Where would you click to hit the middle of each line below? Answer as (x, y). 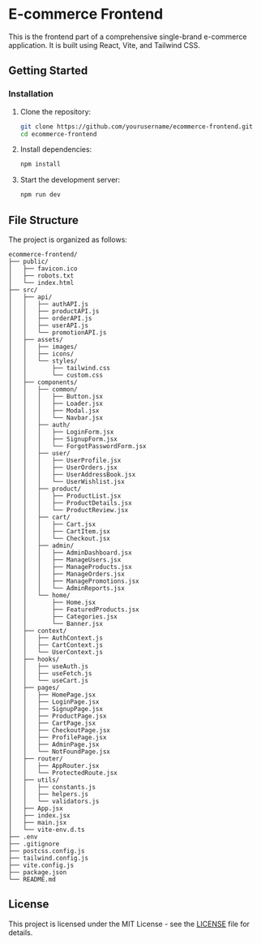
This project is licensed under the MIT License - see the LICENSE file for (129, 924)
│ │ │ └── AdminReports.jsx (67, 588)
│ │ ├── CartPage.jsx (52, 723)
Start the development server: (70, 180)
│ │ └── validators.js (54, 801)
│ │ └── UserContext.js (56, 652)
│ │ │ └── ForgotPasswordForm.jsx (78, 446)
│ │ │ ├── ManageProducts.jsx (70, 567)
